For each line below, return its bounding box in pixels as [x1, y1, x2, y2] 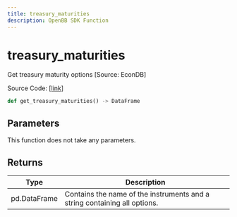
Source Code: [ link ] [7, 84, 64, 92]
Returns [7, 156, 44, 168]
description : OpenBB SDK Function [7, 17, 109, 24]
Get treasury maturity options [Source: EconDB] [7, 70, 147, 79]
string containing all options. [64, 198, 159, 208]
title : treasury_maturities [7, 10, 90, 18]
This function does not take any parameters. [7, 136, 136, 144]
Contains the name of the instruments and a [64, 189, 210, 199]
